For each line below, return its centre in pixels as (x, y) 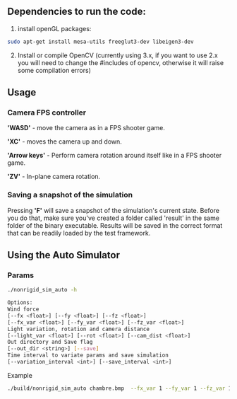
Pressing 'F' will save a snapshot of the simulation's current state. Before (114, 210)
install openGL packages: (54, 28)
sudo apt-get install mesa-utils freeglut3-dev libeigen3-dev (101, 42)
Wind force (23, 310)
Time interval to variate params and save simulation (88, 355)
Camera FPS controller (47, 112)
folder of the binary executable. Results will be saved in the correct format (115, 225)
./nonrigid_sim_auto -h (42, 290)
